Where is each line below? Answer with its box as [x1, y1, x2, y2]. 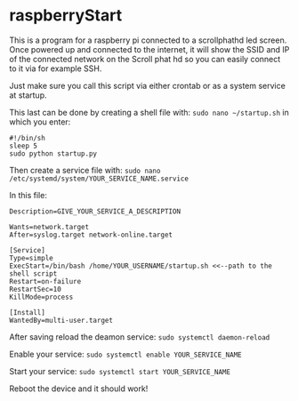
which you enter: [9, 116, 71, 127]
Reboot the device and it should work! [9, 383, 149, 394]
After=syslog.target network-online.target [9, 230, 173, 239]
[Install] [9, 308, 46, 317]
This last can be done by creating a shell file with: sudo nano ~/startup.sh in [9, 107, 289, 117]
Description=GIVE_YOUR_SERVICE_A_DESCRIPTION [9, 206, 181, 216]
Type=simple [9, 253, 53, 262]
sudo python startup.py [9, 148, 98, 158]
